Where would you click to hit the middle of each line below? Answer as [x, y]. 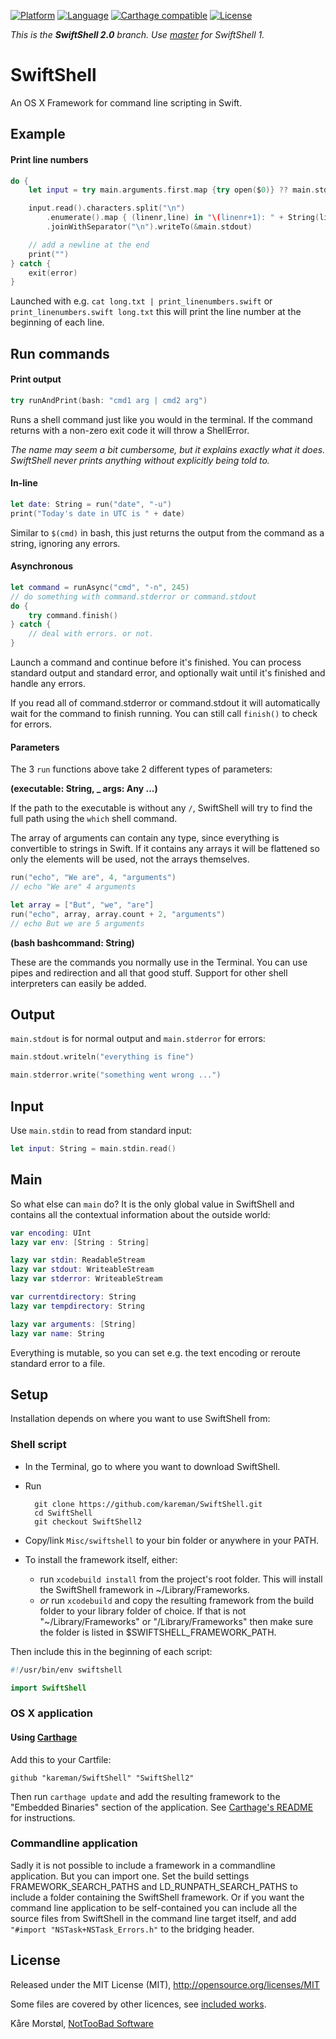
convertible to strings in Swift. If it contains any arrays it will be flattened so [165, 849]
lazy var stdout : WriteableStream [82, 1270]
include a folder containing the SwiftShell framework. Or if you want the [157, 1897]
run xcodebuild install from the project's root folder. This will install [181, 1579]
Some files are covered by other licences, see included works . [138, 2004]
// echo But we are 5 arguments [77, 923]
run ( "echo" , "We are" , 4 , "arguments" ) [93, 878]
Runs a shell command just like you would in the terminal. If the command [161, 419]
